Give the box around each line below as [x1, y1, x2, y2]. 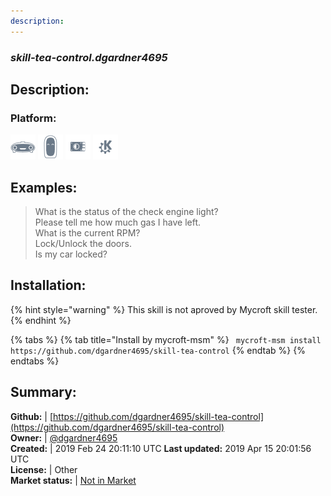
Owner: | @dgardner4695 [10, 431, 118, 444]
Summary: [10, 384, 77, 401]
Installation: [10, 277, 87, 294]
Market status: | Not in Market [10, 474, 137, 486]
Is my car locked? [34, 248, 108, 260]
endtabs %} [10, 355, 60, 367]
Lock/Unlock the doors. [34, 238, 132, 250]
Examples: [10, 179, 78, 196]
